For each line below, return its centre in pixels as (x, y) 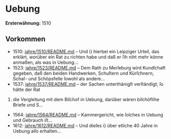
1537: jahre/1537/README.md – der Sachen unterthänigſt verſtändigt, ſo (88, 84)
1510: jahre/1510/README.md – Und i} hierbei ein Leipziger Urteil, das (86, 51)
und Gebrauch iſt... (32, 120)
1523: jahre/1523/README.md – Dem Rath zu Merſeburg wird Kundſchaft (89, 67)
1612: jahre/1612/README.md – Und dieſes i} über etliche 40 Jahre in (85, 125)
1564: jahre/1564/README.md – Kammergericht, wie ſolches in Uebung (88, 114)
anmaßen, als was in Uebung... (45, 62)
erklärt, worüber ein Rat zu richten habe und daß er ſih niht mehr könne (88, 57)
